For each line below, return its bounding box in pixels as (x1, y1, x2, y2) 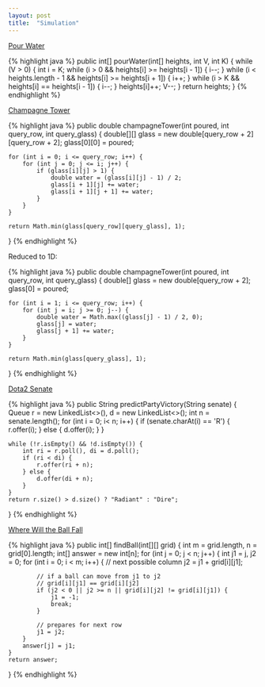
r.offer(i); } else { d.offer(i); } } (8, 424, 104, 434)
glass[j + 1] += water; (36, 327, 115, 335)
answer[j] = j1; (22, 642, 77, 650)
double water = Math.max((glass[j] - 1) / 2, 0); (36, 313, 203, 321)
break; (50, 600, 73, 608)
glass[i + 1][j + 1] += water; (50, 187, 154, 195)
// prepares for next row (36, 620, 123, 629)
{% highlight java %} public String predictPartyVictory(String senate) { (8, 399, 237, 409)
